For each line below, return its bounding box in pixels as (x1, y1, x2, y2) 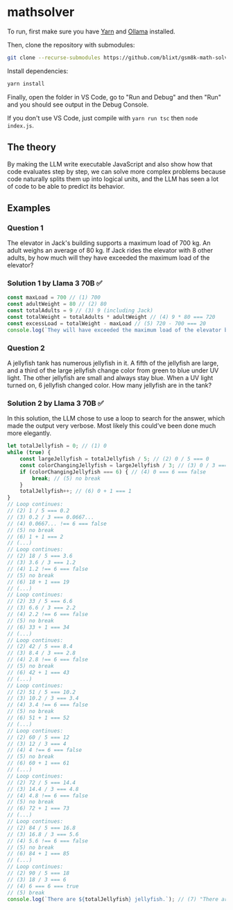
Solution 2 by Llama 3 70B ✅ (7, 398, 104, 408)
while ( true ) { (7, 449, 51, 456)
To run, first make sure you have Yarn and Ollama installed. (7, 27, 175, 36)
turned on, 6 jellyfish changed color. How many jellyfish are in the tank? (7, 381, 212, 390)
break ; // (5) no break (32, 475, 101, 482)
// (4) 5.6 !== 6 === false (7, 837, 89, 845)
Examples (7, 202, 51, 214)
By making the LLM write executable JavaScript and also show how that (7, 159, 213, 168)
